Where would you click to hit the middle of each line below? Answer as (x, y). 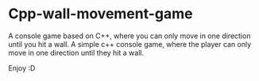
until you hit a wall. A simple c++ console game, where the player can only (130, 44)
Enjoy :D (22, 67)
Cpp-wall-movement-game (101, 14)
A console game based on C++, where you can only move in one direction (129, 36)
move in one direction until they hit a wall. (76, 52)
